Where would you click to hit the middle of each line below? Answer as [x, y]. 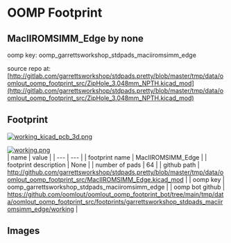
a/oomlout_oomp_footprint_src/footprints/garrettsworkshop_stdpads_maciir [115, 201]
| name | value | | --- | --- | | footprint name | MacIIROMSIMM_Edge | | [107, 157]
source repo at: [29, 68]
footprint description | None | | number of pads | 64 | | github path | [103, 165]
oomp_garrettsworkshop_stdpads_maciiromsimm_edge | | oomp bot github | [116, 187]
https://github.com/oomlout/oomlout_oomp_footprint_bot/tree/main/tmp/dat [115, 194]
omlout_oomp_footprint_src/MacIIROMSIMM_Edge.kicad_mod [95, 179]
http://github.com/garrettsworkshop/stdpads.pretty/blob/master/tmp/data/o [115, 172]
